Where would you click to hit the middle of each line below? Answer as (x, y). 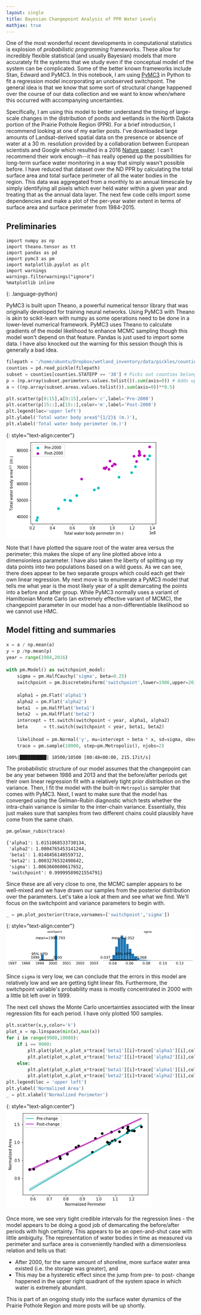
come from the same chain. (40, 819)
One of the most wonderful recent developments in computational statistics (99, 43)
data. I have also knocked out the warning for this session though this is (95, 344)
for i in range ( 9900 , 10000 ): (42, 1038)
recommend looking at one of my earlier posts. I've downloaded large (92, 131)
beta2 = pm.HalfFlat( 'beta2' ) (56, 714)
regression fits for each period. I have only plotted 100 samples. (85, 1014)
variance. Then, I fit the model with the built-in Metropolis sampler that (93, 787)
